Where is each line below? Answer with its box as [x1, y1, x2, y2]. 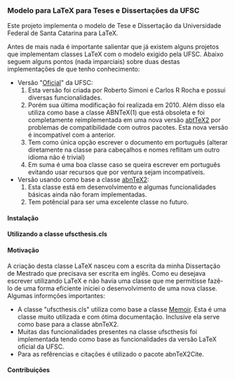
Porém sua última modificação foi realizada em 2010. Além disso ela [27, 101, 225, 109]
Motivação [7, 246, 40, 255]
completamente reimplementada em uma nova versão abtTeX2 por [27, 116, 221, 124]
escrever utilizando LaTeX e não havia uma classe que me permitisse [7, 276, 207, 285]
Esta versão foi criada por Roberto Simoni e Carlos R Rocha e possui [27, 86, 226, 95]
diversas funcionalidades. [27, 93, 103, 102]
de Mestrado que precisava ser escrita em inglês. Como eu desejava [7, 269, 206, 277]
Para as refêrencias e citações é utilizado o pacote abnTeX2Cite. [17, 349, 205, 358]
